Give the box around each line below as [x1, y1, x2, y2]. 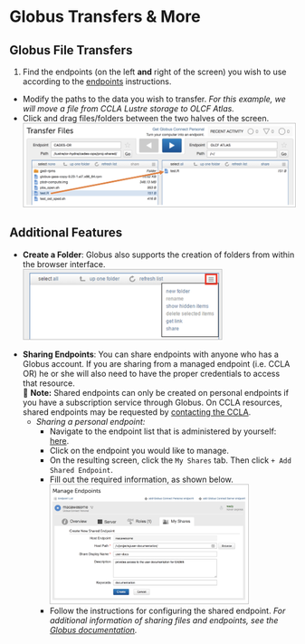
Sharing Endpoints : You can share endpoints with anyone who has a [22, 349, 279, 360]
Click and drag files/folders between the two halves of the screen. [22, 113, 270, 123]
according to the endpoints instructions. [22, 76, 172, 87]
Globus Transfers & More [9, 6, 201, 27]
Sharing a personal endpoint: [35, 416, 146, 427]
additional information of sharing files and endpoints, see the [49, 614, 279, 626]
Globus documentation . [49, 624, 138, 635]
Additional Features [9, 225, 123, 241]
